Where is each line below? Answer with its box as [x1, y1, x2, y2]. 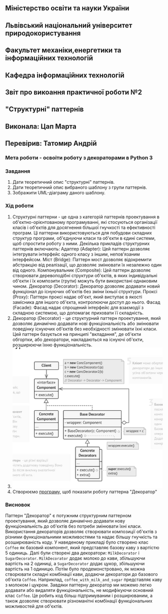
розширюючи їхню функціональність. [12, 341, 92, 348]
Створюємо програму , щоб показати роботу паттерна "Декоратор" [12, 489, 157, 495]
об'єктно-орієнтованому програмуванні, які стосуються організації [12, 219, 157, 225]
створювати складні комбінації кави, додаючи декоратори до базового [5, 571, 158, 577]
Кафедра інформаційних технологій [5, 71, 125, 79]
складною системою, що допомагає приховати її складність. [12, 310, 144, 316]
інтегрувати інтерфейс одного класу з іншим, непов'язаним [12, 251, 140, 257]
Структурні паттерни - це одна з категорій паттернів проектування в [12, 213, 160, 220]
